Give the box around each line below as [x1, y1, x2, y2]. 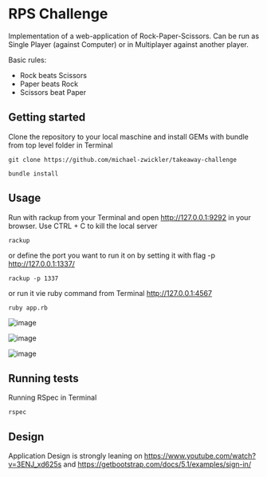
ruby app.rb [8, 304, 48, 312]
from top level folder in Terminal [8, 140, 113, 150]
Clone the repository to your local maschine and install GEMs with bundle [8, 132, 249, 141]
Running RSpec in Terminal [8, 392, 97, 403]
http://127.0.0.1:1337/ [8, 258, 76, 268]
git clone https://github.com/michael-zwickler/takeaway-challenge [8, 156, 238, 164]
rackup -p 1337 [8, 274, 59, 282]
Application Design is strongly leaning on [8, 451, 143, 461]
